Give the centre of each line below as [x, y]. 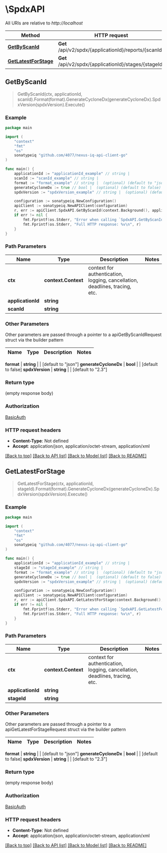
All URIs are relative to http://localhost [44, 23]
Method [31, 35]
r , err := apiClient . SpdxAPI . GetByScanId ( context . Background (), [82, 210]
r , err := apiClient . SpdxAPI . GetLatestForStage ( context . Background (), [89, 600]
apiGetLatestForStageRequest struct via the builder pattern [66, 729]
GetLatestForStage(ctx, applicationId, [55, 483]
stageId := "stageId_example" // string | [59, 568]
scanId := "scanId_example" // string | [56, 178]
